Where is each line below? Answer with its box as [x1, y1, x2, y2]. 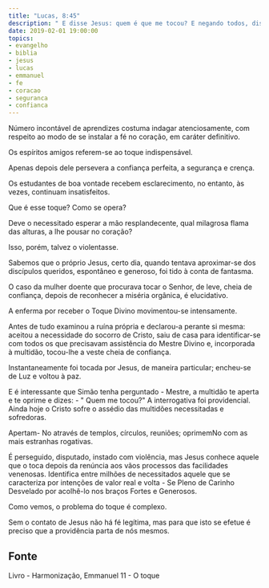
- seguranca [8, 94, 48, 102]
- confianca [8, 101, 48, 109]
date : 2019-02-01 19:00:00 [8, 27, 98, 35]
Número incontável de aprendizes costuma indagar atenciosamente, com [8, 124, 251, 133]
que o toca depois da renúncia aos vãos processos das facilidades [8, 461, 228, 471]
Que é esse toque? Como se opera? [8, 202, 126, 213]
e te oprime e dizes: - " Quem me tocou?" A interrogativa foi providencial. [8, 395, 251, 406]
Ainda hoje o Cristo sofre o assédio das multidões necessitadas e [8, 404, 224, 414]
